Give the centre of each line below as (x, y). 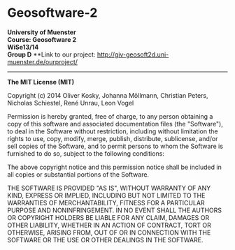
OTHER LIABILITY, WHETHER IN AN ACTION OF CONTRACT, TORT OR (109, 225)
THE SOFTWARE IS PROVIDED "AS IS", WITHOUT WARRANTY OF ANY (109, 188)
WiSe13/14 (23, 47)
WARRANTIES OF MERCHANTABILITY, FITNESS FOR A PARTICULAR (106, 203)
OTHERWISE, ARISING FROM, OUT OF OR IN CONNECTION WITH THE (109, 233)
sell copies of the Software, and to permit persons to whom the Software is (115, 146)
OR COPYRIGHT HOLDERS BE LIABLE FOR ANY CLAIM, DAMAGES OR (108, 217)
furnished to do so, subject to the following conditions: (86, 153)
